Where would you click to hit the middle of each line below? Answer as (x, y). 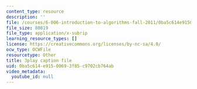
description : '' (26, 17)
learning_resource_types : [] (42, 39)
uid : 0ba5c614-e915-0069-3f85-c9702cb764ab (60, 66)
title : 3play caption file (39, 60)
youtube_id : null (33, 77)
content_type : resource (35, 11)
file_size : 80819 (27, 28)
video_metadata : (26, 71)
